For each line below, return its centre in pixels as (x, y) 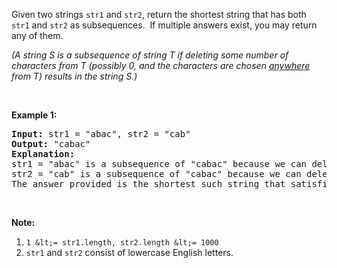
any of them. (37, 35)
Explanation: (43, 154)
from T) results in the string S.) (74, 76)
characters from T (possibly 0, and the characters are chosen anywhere (161, 65)
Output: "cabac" (51, 144)
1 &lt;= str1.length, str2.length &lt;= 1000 (122, 243)
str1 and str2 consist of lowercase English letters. (129, 252)
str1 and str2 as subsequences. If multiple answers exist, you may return (164, 25)
